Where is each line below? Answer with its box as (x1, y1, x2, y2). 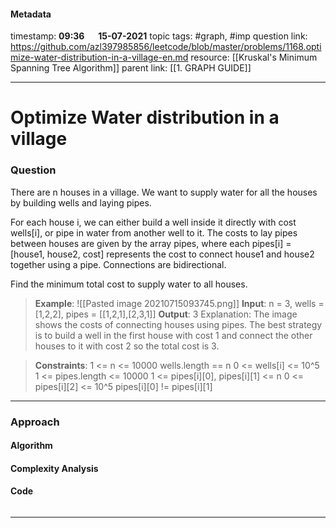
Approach (10, 415, 60, 429)
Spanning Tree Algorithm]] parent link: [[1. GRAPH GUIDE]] (10, 62, 252, 74)
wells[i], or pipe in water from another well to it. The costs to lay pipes (10, 226, 298, 239)
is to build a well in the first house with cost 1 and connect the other (34, 329, 313, 341)
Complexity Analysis (10, 462, 99, 474)
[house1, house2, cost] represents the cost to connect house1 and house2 (10, 248, 315, 260)
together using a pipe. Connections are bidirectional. (10, 258, 227, 270)
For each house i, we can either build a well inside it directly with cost (10, 216, 297, 228)
